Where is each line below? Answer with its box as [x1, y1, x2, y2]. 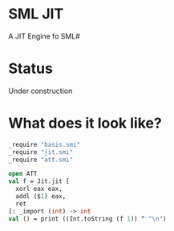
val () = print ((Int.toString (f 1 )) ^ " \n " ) [8, 214, 167, 223]
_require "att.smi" [8, 156, 74, 164]
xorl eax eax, [15, 185, 63, 193]
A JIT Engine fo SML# [8, 31, 80, 41]
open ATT [8, 170, 38, 178]
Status [8, 59, 54, 78]
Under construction [8, 86, 73, 95]
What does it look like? [8, 114, 162, 132]
